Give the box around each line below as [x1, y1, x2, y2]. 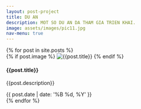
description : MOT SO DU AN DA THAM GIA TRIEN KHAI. [6, 19, 136, 25]
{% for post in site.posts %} [6, 47, 74, 54]
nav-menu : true [6, 31, 44, 37]
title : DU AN [6, 14, 38, 20]
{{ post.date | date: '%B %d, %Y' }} [6, 91, 93, 98]
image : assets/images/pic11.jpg [6, 25, 86, 31]
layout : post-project [6, 8, 60, 15]
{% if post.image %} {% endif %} [6, 53, 124, 60]
